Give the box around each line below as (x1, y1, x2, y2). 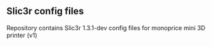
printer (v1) (6, 31, 38, 39)
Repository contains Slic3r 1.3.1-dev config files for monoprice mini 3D (6, 23, 206, 32)
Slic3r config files (6, 5, 84, 17)
